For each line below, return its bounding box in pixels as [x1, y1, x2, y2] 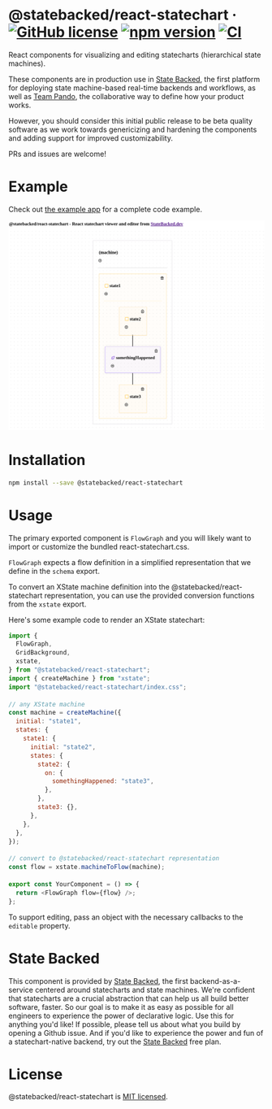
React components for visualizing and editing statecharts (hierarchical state [8, 50, 261, 59]
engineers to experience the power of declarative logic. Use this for [8, 1011, 235, 1020]
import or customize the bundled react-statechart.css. [8, 541, 190, 551]
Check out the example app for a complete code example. [8, 204, 203, 214]
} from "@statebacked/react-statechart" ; [8, 666, 151, 674]
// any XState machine [8, 700, 85, 708]
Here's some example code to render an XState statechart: [8, 615, 205, 624]
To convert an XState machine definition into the [8, 581, 171, 591]
